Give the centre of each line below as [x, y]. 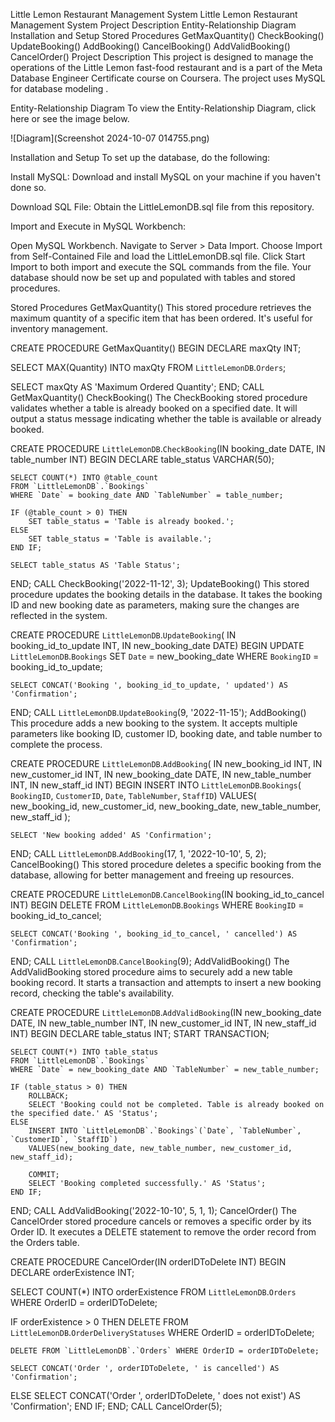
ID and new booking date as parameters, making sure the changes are [155, 605]
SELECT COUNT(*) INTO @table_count [84, 478]
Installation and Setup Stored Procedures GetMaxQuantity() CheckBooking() [167, 35]
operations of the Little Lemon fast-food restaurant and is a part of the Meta [166, 67]
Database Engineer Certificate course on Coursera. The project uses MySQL [168, 78]
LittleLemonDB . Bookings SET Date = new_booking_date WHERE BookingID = [165, 656]
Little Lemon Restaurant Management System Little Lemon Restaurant [154, 14]
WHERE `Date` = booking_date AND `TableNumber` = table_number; [147, 495]
